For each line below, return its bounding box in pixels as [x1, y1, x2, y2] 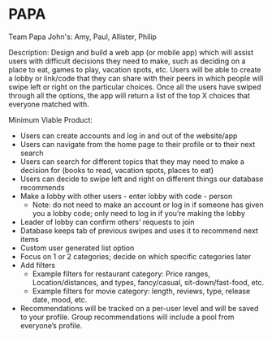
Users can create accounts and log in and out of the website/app [19, 131, 238, 141]
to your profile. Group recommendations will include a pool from [19, 312, 235, 322]
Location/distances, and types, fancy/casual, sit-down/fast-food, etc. [32, 277, 265, 287]
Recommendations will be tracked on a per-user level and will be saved [19, 303, 259, 313]
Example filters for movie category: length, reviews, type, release [32, 286, 251, 296]
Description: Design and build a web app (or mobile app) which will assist [8, 47, 254, 57]
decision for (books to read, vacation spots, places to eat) [19, 165, 214, 175]
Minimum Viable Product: [8, 115, 93, 124]
